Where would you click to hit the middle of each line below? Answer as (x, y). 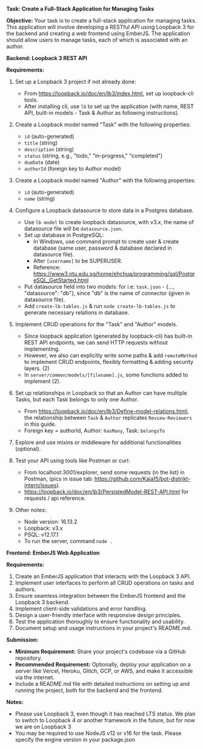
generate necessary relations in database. (77, 313)
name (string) (40, 199)
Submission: (22, 640)
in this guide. (40, 424)
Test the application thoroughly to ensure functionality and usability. (100, 621)
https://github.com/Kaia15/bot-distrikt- (142, 479)
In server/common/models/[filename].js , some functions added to (106, 375)
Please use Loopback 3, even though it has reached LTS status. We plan (105, 714)
